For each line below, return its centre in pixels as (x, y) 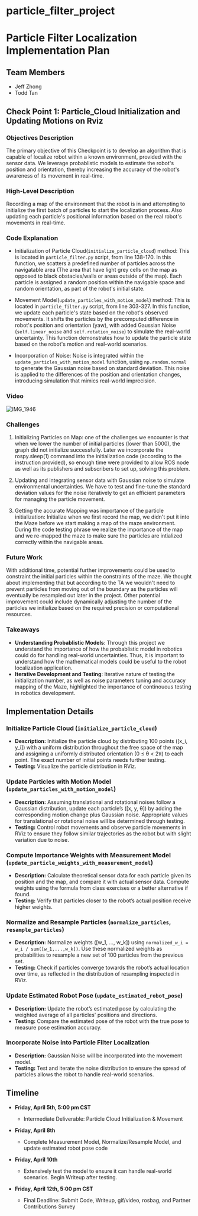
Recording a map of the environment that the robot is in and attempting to (96, 204)
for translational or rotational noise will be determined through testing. (100, 821)
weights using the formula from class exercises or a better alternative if (101, 888)
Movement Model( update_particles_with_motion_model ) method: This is (102, 300)
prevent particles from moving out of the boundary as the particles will (92, 589)
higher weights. (34, 906)
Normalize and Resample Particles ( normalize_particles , (89, 922)
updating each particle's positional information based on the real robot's (94, 217)
